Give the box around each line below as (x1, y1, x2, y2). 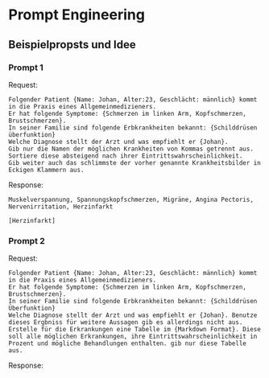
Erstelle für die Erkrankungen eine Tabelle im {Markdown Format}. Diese (8, 326, 262, 334)
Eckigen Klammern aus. (8, 166, 85, 174)
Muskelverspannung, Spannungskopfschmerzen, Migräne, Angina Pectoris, (8, 195, 254, 203)
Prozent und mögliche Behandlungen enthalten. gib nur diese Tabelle (8, 339, 247, 347)
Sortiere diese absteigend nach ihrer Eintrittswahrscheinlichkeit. (8, 151, 243, 160)
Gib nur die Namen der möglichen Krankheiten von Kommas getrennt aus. (8, 145, 254, 153)
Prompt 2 (8, 235, 46, 246)
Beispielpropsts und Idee (8, 38, 136, 51)
